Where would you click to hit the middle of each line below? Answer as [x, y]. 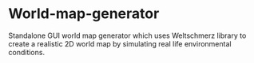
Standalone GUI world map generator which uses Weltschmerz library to [127, 35]
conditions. [27, 52]
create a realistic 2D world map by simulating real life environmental [120, 43]
